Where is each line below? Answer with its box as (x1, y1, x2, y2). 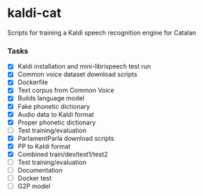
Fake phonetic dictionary (17, 102, 91, 110)
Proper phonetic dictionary (17, 118, 96, 127)
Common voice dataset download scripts (17, 70, 138, 79)
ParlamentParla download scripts (17, 134, 115, 142)
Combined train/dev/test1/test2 (17, 150, 108, 158)
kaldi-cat (7, 5, 62, 21)
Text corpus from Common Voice (17, 86, 115, 95)
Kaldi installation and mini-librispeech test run (17, 62, 151, 71)
